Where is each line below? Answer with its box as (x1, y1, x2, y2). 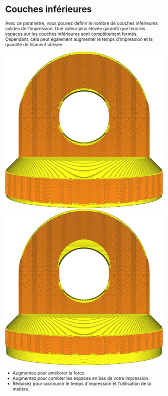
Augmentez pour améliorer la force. (12, 370, 86, 376)
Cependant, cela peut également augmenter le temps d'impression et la (5, 36, 153, 42)
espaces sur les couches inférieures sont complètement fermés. (5, 31, 138, 37)
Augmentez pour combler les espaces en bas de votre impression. (12, 375, 149, 381)
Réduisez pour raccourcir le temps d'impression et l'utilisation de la (12, 380, 151, 387)
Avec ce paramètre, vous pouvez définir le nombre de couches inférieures (5, 20, 158, 26)
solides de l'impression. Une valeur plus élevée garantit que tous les (5, 25, 146, 31)
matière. (12, 386, 30, 392)
